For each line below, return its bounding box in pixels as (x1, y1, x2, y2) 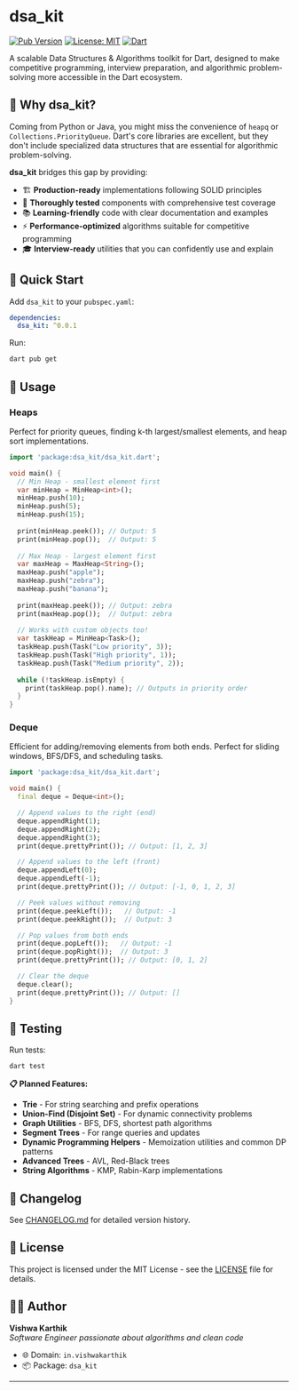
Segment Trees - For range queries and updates (21, 1127, 200, 1139)
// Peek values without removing (17, 898, 141, 907)
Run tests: (9, 1044, 46, 1055)
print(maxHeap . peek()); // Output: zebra (17, 601, 173, 610)
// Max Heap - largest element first (17, 551, 157, 561)
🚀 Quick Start (9, 273, 84, 288)
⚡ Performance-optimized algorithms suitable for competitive (21, 220, 250, 231)
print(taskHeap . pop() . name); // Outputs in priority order (25, 684, 248, 692)
